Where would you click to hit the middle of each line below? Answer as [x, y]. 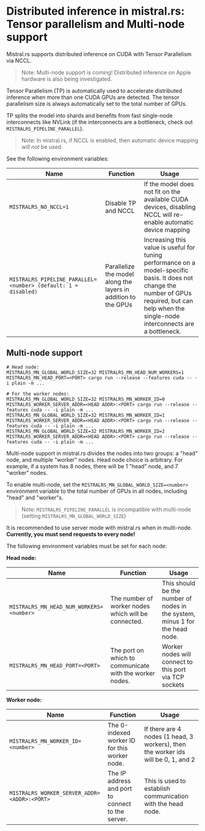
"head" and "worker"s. [35, 497]
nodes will [176, 654]
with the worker [133, 673]
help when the [164, 308]
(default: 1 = [58, 285]
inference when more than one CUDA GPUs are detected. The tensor [93, 97]
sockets [173, 684]
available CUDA [166, 199]
